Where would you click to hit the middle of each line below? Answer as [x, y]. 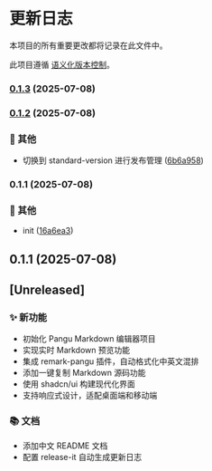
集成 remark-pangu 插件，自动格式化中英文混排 [111, 361]
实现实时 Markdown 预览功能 [76, 351]
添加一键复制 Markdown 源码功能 [84, 373]
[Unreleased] [47, 290]
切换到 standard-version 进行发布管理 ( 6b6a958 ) [113, 160]
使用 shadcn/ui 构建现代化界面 [78, 384]
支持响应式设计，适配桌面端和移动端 [90, 396]
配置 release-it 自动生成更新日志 [82, 457]
